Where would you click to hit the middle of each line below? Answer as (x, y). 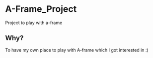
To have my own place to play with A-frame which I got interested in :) (77, 50)
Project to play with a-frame (34, 23)
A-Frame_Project (41, 9)
